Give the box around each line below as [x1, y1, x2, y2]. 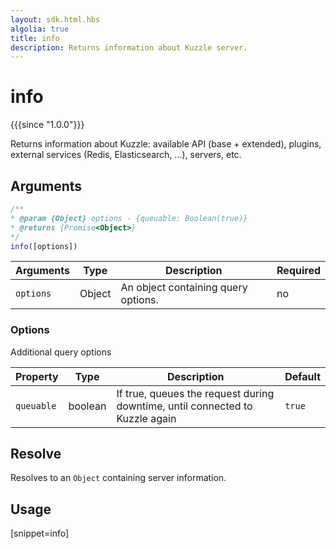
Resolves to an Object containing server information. [10, 472, 227, 484]
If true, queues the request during [116, 386, 275, 400]
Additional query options [10, 346, 112, 358]
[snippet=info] [10, 527, 70, 540]
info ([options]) [10, 241, 78, 251]
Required [276, 264, 321, 278]
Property [15, 369, 59, 383]
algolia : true [10, 24, 70, 34]
